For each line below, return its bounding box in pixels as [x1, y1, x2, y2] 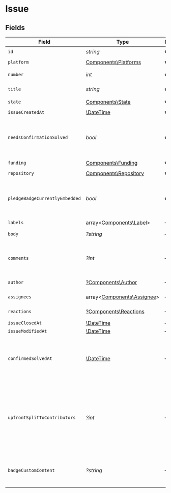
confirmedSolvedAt [8, 356, 52, 361]
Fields [5, 23, 25, 32]
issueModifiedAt [8, 328, 47, 334]
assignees [8, 294, 32, 300]
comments [8, 255, 29, 261]
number [8, 72, 24, 77]
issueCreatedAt [8, 109, 45, 115]
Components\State [85, 98, 131, 105]
